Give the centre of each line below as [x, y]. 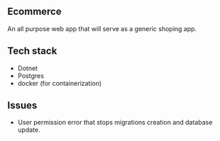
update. [29, 130]
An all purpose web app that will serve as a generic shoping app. [102, 28]
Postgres [31, 75]
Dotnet [27, 68]
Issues [22, 106]
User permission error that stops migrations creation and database [115, 123]
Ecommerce [34, 12]
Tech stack [32, 51]
